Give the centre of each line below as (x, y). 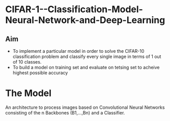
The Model (29, 93)
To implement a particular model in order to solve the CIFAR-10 (78, 51)
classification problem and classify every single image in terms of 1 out (87, 56)
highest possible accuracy (40, 73)
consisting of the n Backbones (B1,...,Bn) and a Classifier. (65, 112)
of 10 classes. (27, 62)
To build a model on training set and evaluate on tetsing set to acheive (86, 67)
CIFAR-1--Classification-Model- (74, 9)
